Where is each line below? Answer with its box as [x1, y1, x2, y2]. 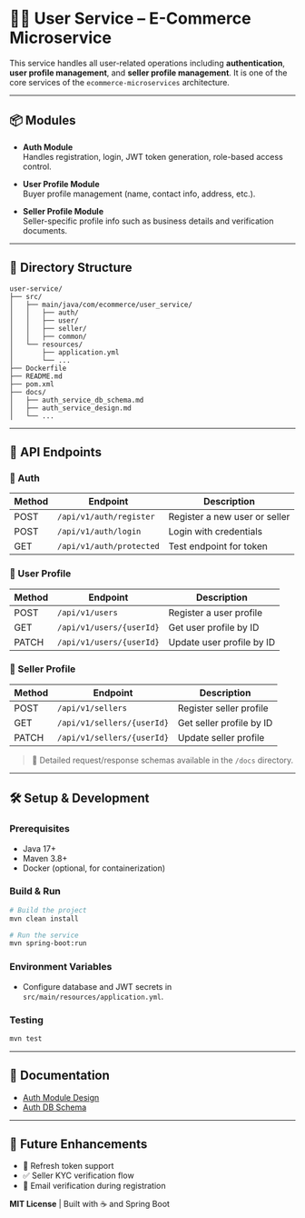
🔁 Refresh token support [22, 1161, 114, 1172]
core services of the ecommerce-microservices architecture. [9, 76, 230, 87]
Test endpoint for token [168, 540, 268, 553]
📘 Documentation [9, 1068, 111, 1083]
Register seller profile [177, 702, 270, 714]
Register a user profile [168, 606, 263, 619]
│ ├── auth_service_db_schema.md [9, 395, 144, 404]
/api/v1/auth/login [57, 526, 142, 537]
